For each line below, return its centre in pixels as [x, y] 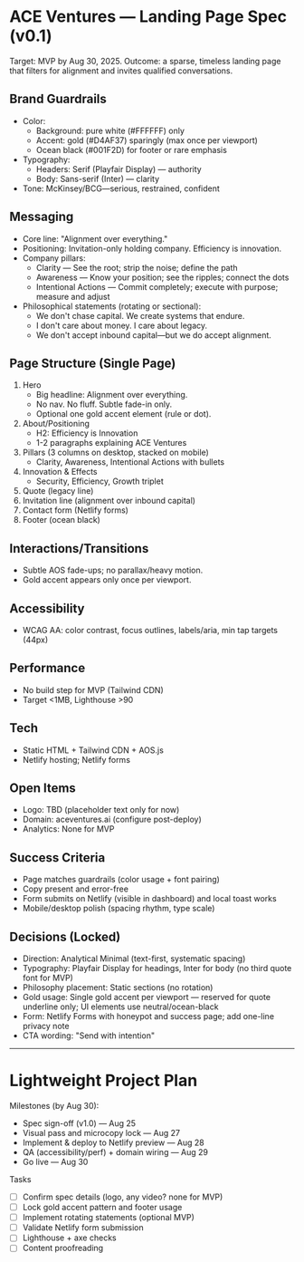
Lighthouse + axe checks [69, 1238]
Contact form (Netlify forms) [76, 510]
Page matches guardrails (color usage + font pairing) [121, 880]
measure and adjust [73, 296]
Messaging [42, 217]
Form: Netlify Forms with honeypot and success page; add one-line [148, 1016]
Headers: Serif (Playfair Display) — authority [119, 169]
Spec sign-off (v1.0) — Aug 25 [79, 1123]
